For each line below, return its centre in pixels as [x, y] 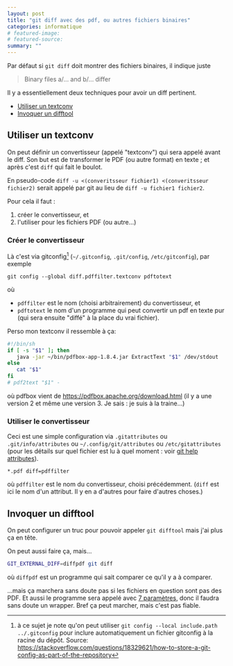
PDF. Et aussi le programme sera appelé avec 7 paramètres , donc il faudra [113, 598]
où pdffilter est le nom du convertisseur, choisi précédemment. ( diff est [113, 485]
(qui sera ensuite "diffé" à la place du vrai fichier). [88, 318]
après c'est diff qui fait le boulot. [55, 167]
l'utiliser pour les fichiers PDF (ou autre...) [77, 222]
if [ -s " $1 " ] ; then [38, 350]
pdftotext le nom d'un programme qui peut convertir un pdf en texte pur [121, 310]
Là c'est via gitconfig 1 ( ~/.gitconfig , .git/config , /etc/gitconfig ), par [109, 256]
